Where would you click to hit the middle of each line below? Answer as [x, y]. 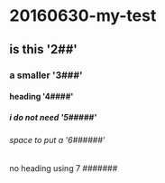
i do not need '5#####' [53, 117]
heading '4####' [41, 97]
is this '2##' [44, 49]
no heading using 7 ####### [64, 168]
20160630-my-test [83, 16]
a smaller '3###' [46, 75]
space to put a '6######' [57, 140]
